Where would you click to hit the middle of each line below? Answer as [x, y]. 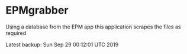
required [16, 33]
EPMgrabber [37, 10]
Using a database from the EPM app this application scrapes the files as [93, 27]
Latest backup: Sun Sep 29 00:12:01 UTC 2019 [62, 45]
